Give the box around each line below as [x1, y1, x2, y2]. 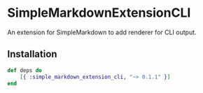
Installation [7, 48, 57, 60]
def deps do [7, 66, 42, 74]
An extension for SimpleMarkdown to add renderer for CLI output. [7, 28, 197, 36]
